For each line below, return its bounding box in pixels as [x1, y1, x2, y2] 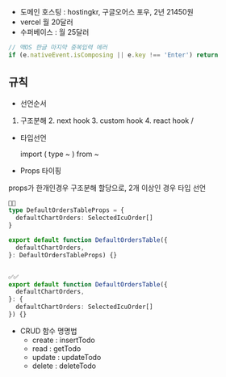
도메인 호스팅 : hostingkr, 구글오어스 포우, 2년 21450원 [19, 7, 194, 16]
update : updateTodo [31, 352, 102, 362]
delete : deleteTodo [31, 361, 97, 371]
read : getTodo [31, 343, 82, 354]
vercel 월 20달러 [19, 17, 74, 27]
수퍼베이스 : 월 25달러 [19, 28, 90, 36]
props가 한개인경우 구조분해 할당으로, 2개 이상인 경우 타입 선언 [8, 183, 207, 193]
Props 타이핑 [19, 165, 62, 176]
